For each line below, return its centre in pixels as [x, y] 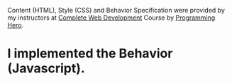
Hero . [16, 25]
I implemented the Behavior [90, 54]
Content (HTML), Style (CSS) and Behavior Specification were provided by [116, 10]
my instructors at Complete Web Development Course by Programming [111, 18]
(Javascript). [46, 69]
